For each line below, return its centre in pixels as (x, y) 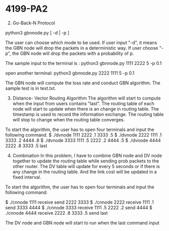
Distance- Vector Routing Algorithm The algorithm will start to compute (87, 98)
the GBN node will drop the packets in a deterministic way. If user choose (82, 48)
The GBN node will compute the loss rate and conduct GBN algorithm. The (83, 83)
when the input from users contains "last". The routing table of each (83, 103)
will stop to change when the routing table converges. (69, 119)
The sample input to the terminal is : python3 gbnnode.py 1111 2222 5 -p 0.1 (83, 63)
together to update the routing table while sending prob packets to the (86, 161)
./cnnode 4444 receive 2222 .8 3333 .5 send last (56, 213)
